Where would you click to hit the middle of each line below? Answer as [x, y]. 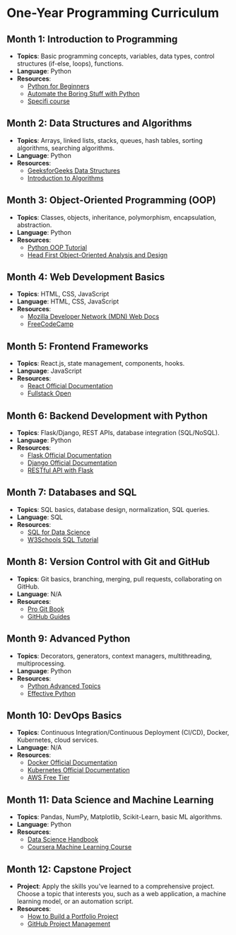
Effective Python [51, 693]
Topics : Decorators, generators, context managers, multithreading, [114, 656]
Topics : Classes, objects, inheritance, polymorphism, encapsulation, [117, 217]
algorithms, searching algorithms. [65, 148]
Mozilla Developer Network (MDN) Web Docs [93, 317]
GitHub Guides [49, 616]
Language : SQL [40, 517]
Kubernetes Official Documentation [78, 770]
